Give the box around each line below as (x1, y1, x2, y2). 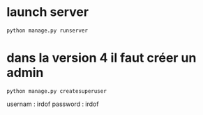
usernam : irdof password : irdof (6, 100, 99, 108)
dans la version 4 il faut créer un (6, 50, 197, 66)
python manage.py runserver (6, 27, 89, 34)
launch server (6, 4, 89, 20)
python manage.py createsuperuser (6, 87, 107, 94)
